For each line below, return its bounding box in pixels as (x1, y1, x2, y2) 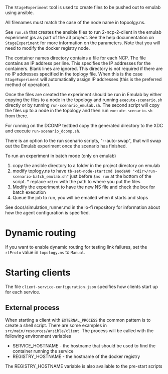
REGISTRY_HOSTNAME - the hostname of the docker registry (12, 353, 140, 359)
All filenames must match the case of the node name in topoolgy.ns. (5, 20, 146, 25)
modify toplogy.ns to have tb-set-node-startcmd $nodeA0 (12, 168, 130, 174)
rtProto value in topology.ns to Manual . (5, 249, 86, 255)
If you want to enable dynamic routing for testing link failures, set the (5, 244, 147, 250)
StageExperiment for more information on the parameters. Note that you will (5, 40, 160, 46)
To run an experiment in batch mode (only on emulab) (5, 153, 116, 159)
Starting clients (5, 267, 71, 278)
